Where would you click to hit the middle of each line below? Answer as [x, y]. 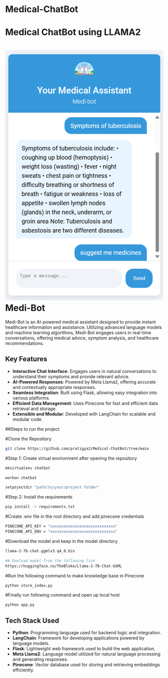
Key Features [26, 359]
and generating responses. [40, 659]
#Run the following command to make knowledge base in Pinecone [75, 575]
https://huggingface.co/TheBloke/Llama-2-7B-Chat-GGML [64, 566]
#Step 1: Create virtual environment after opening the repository [71, 458]
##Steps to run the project [32, 429]
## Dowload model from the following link [50, 561]
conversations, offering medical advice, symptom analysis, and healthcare [82, 338]
